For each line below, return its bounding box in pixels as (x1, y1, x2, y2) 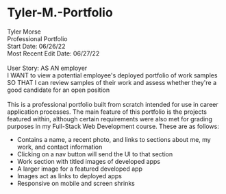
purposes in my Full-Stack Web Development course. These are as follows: (7, 122, 219, 130)
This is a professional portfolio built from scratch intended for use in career (7, 100, 218, 108)
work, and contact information (16, 143, 103, 151)
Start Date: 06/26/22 (7, 42, 66, 50)
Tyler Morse (7, 27, 41, 36)
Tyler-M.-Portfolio (7, 5, 113, 21)
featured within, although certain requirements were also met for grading (7, 114, 212, 123)
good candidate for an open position (7, 86, 110, 94)
